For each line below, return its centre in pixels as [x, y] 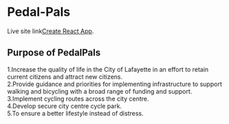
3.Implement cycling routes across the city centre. [78, 99]
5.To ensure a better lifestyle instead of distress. [75, 113]
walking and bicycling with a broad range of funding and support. [100, 91]
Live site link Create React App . [51, 31]
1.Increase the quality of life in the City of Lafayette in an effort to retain [108, 69]
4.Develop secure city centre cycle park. [65, 106]
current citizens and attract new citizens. [65, 76]
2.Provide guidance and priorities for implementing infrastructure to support [115, 84]
